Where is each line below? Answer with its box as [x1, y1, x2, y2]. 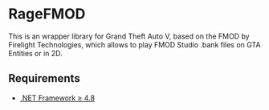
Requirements [8, 71, 80, 85]
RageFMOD [8, 5, 86, 23]
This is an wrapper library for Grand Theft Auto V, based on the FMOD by [8, 31, 251, 41]
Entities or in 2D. [8, 48, 63, 58]
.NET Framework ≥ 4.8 [19, 93, 95, 103]
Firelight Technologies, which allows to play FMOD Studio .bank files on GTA [8, 39, 261, 49]
